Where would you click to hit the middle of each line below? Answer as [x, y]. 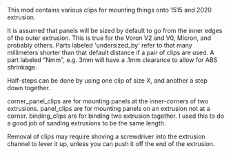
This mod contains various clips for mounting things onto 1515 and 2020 [110, 10]
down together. [29, 88]
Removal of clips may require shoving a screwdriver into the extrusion [106, 136]
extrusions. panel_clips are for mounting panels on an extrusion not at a [109, 108]
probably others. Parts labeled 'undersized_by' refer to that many [100, 45]
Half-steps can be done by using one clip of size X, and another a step [108, 81]
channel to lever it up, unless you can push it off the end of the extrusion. [111, 144]
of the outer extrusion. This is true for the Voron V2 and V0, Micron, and [109, 38]
